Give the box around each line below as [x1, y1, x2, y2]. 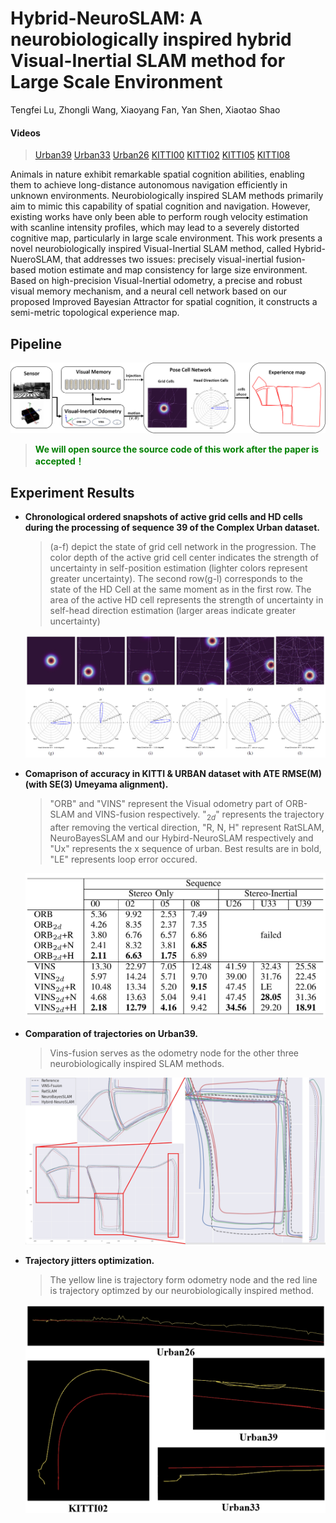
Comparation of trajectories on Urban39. [24, 1028, 199, 1039]
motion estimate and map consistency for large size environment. [38, 264, 308, 276]
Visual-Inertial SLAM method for [10, 50, 286, 72]
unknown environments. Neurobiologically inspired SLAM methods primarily [10, 190, 324, 202]
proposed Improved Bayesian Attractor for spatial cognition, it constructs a [10, 296, 318, 308]
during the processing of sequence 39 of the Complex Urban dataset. [24, 522, 320, 534]
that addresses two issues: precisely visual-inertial [64, 253, 274, 266]
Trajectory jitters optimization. [24, 1255, 155, 1267]
